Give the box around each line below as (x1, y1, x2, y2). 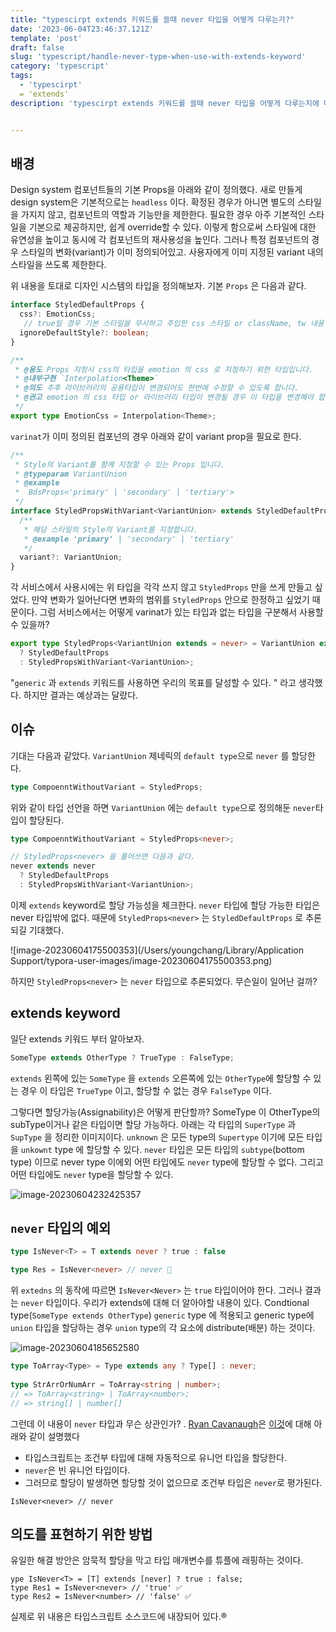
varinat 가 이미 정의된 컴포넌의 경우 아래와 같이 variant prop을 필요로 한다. (10, 430, 302, 442)
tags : (10, 71, 33, 81)
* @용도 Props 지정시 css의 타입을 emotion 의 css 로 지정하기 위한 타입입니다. (14, 364, 314, 375)
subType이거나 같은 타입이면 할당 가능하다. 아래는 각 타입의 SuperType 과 (10, 1118, 297, 1130)
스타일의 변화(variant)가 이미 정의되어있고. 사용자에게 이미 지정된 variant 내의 (20, 246, 324, 258)
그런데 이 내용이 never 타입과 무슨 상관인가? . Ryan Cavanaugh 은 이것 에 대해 (10, 1417, 312, 1430)
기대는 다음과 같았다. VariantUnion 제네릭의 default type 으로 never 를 (10, 749, 290, 761)
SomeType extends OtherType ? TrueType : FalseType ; (10, 1052, 235, 1063)
